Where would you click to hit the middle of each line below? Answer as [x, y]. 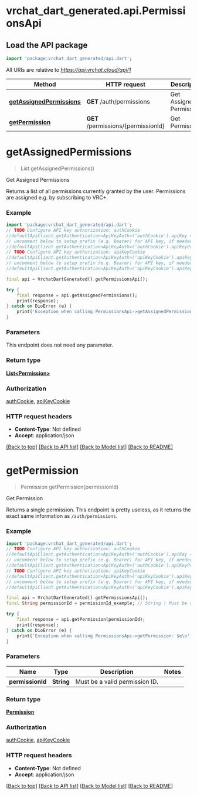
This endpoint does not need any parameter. [60, 345]
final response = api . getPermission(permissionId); [81, 620]
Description [117, 671]
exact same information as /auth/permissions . [62, 516]
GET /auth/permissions [118, 101]
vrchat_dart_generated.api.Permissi [96, 11]
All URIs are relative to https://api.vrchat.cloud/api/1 [69, 69]
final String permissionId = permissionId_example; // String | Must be [97, 603]
